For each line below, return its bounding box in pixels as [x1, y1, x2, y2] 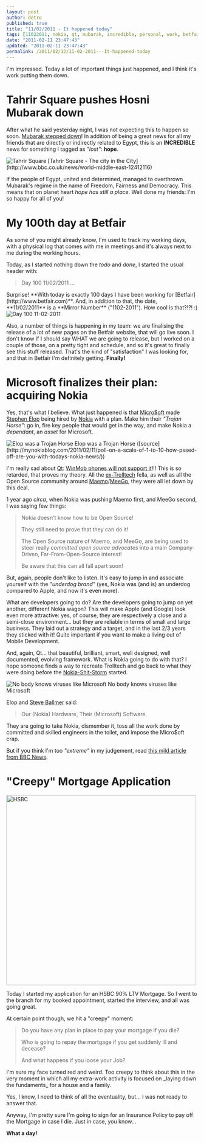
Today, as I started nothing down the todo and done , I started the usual [6, 261, 184, 268]
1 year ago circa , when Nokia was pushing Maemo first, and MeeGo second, [6, 496, 197, 503]
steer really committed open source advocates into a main [21, 544, 168, 551]
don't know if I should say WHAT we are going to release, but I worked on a [6, 335, 195, 342]
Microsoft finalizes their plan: [6, 375, 158, 389]
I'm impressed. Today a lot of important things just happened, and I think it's [6, 65, 197, 72]
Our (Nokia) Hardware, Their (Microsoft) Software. [21, 710, 148, 717]
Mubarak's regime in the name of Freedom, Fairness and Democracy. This [6, 182, 192, 189]
